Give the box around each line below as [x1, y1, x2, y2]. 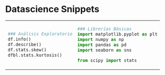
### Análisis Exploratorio [8, 31, 73, 37]
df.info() [8, 36, 31, 42]
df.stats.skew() [8, 47, 47, 53]
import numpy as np [77, 36, 124, 42]
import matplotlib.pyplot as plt [77, 31, 158, 37]
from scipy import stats [77, 57, 137, 63]
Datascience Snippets [5, 3, 99, 15]
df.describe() [8, 41, 42, 47]
